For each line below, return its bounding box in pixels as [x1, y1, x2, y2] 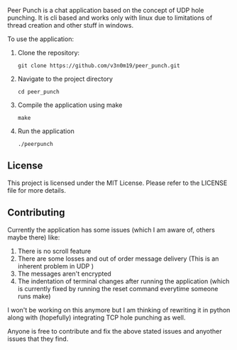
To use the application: [7, 35, 75, 43]
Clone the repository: [17, 49, 80, 57]
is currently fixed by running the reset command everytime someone [17, 284, 219, 293]
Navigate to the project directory [17, 74, 114, 83]
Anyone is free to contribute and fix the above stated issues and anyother [7, 327, 222, 335]
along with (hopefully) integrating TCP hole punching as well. [7, 313, 186, 322]
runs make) [17, 292, 51, 300]
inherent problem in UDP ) [17, 261, 94, 270]
